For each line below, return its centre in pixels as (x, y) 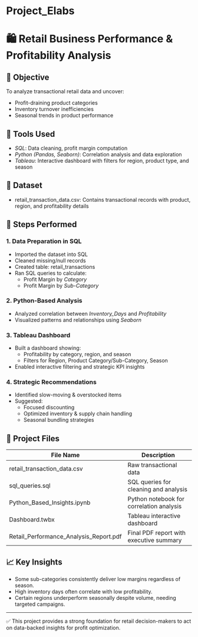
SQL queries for (149, 482)
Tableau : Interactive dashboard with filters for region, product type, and (102, 161)
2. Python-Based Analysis (44, 301)
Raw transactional (152, 465)
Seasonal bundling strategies (59, 420)
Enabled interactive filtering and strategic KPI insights (80, 367)
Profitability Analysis (59, 56)
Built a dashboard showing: (48, 348)
